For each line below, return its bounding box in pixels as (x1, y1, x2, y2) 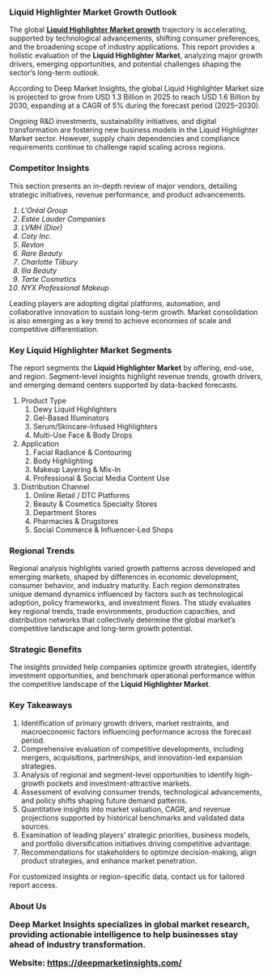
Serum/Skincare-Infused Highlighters (32, 421, 158, 431)
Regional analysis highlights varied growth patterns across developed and (9, 564, 256, 573)
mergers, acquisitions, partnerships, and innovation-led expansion (20, 752, 243, 762)
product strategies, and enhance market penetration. (20, 855, 198, 865)
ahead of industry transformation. (9, 939, 147, 950)
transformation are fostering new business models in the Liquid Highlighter (9, 125, 258, 135)
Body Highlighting (32, 456, 93, 466)
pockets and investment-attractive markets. (46, 778, 193, 788)
